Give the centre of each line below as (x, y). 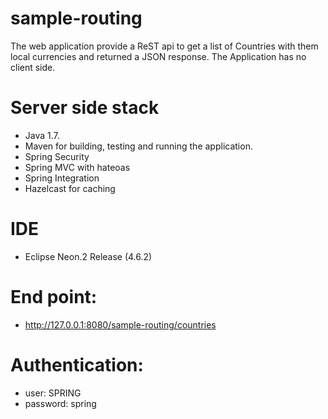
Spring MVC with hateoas (77, 167)
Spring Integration (62, 178)
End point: (54, 297)
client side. (33, 67)
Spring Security (57, 156)
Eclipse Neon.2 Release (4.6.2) (88, 256)
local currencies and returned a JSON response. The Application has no (158, 56)
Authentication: (77, 364)
